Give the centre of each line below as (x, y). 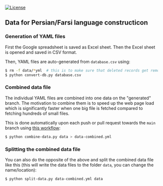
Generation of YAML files (35, 36)
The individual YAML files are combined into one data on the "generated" (78, 98)
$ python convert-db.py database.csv (43, 75)
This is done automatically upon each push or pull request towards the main (80, 123)
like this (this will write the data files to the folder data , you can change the (79, 165)
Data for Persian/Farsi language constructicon (76, 23)
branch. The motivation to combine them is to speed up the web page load (80, 103)
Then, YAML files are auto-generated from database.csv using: (68, 62)
